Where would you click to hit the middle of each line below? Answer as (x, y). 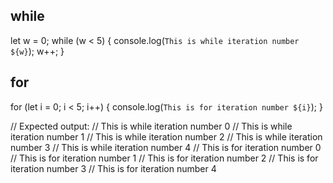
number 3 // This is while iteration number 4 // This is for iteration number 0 (166, 147)
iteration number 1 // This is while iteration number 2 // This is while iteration (166, 136)
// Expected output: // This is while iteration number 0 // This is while (151, 126)
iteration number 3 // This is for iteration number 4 (113, 168)
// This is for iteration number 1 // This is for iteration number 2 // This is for (164, 158)
